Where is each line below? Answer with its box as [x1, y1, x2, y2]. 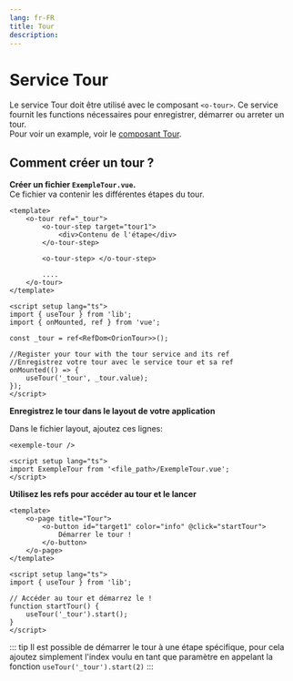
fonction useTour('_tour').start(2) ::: [9, 661, 155, 672]
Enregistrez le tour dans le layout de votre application [9, 406, 216, 417]
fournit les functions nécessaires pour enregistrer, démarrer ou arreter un [9, 109, 285, 120]
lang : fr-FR [9, 13, 55, 23]
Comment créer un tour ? [9, 155, 155, 170]
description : [9, 30, 59, 39]
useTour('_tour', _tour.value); [25, 374, 148, 383]
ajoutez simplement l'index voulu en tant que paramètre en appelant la [9, 652, 273, 663]
